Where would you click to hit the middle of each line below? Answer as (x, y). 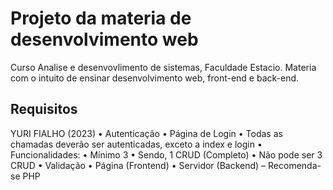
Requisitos (44, 109)
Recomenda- (295, 165)
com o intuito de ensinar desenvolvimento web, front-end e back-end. (155, 78)
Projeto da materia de (101, 18)
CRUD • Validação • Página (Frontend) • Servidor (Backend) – (138, 165)
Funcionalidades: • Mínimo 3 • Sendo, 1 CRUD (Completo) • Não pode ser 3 (166, 154)
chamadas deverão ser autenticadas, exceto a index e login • (136, 144)
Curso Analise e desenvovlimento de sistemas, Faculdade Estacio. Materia (163, 67)
